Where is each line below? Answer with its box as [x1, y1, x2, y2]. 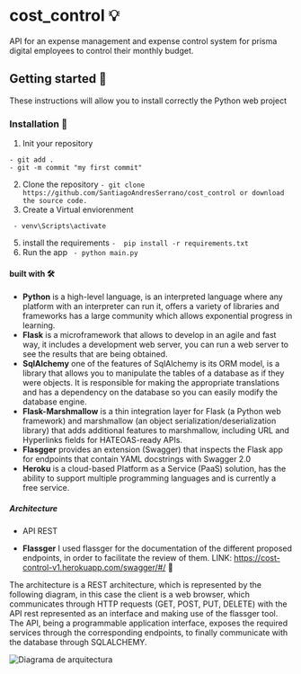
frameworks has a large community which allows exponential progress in [22, 311, 293, 322]
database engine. [22, 396, 87, 407]
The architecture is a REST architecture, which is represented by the [9, 580, 262, 590]
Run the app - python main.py [22, 247, 138, 258]
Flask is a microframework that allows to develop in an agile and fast [22, 330, 277, 341]
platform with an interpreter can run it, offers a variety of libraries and [22, 301, 280, 312]
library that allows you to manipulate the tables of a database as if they [22, 368, 285, 378]
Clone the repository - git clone [22, 179, 146, 190]
